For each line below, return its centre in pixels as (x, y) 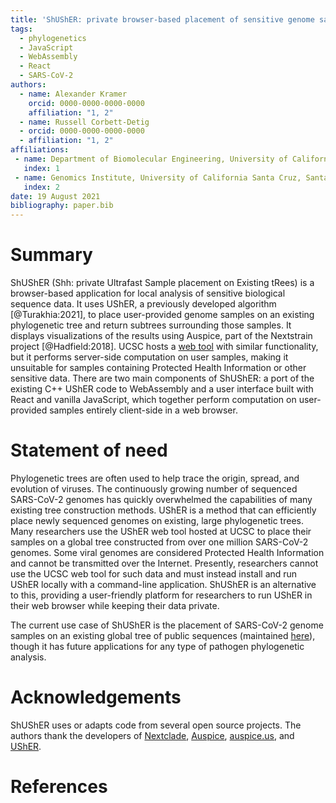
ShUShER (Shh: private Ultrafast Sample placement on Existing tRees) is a (162, 283)
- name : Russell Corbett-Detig (84, 122)
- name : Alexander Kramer (73, 94)
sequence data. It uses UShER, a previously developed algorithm (143, 304)
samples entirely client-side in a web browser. (143, 410)
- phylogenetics (53, 38)
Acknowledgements (96, 697)
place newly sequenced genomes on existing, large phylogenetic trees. (157, 520)
